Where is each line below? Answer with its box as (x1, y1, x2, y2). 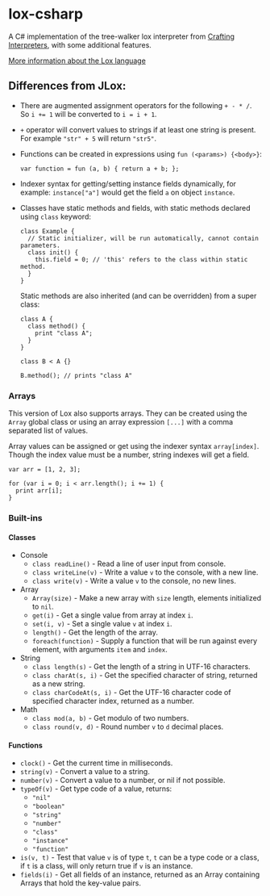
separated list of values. (8, 425, 89, 436)
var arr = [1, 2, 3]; (8, 466, 81, 474)
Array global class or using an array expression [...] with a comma (8, 417, 234, 427)
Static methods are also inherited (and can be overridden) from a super (19, 291, 257, 300)
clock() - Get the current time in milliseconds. (19, 758, 173, 768)
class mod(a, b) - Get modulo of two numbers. (31, 714, 189, 723)
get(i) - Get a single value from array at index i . (31, 610, 193, 620)
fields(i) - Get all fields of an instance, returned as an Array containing (19, 869, 260, 880)
